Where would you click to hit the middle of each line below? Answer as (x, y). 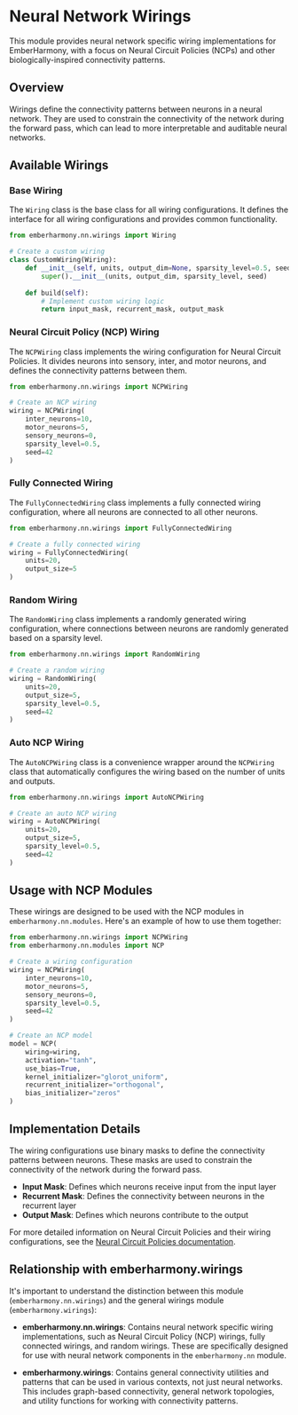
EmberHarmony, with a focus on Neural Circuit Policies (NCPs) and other (142, 50)
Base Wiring (36, 191)
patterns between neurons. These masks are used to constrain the (131, 1159)
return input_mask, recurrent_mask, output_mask (133, 309)
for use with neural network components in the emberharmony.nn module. (154, 1355)
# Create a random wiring (57, 671)
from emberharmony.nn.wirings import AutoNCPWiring (106, 797)
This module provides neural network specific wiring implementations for (143, 41)
